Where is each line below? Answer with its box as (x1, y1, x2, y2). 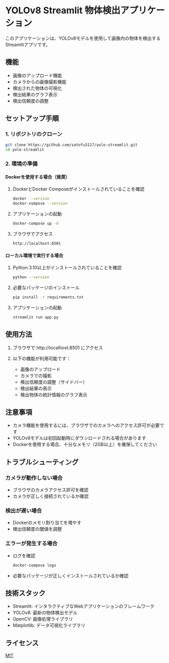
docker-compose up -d (12, 221, 59, 226)
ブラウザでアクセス (12, 230, 53, 237)
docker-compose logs (12, 563, 57, 568)
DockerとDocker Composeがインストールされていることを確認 (12, 186, 145, 192)
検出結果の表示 (20, 385, 52, 391)
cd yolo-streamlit (5, 147, 44, 153)
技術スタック (5, 589, 46, 597)
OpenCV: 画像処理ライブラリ (12, 616, 73, 622)
